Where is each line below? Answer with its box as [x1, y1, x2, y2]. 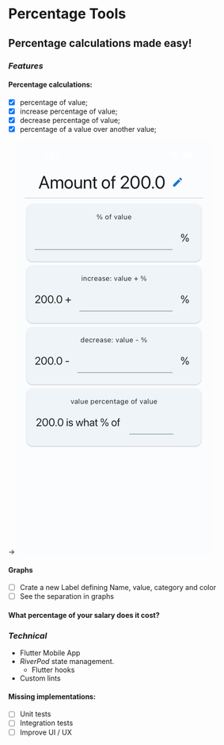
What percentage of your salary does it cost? [8, 610, 160, 620]
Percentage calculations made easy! [8, 37, 192, 50]
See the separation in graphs [19, 592, 115, 601]
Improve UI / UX [19, 728, 73, 737]
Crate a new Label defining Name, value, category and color [19, 583, 216, 593]
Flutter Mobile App [19, 648, 81, 658]
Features [8, 60, 44, 71]
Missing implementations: [8, 692, 97, 701]
